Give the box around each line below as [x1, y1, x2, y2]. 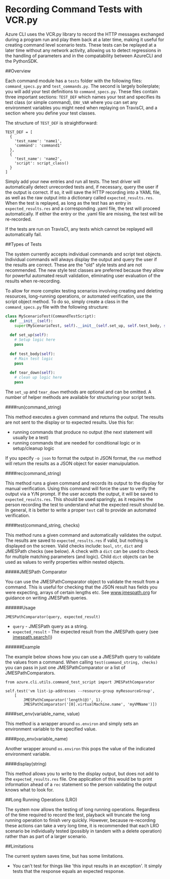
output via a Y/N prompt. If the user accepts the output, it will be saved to [5, 491, 158, 497]
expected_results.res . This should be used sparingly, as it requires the [5, 496, 153, 502]
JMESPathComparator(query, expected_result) [5, 614, 101, 619]
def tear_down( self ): [10, 370, 56, 376]
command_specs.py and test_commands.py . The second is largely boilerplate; [5, 83, 160, 89]
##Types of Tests [5, 241, 42, 247]
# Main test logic [14, 356, 53, 361]
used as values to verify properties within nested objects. [5, 559, 125, 565]
